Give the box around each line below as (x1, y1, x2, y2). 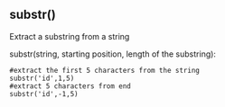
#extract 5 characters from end (9, 81, 131, 91)
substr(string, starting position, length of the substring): (9, 49, 217, 59)
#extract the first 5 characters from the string (9, 66, 201, 75)
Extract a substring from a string (9, 31, 130, 41)
